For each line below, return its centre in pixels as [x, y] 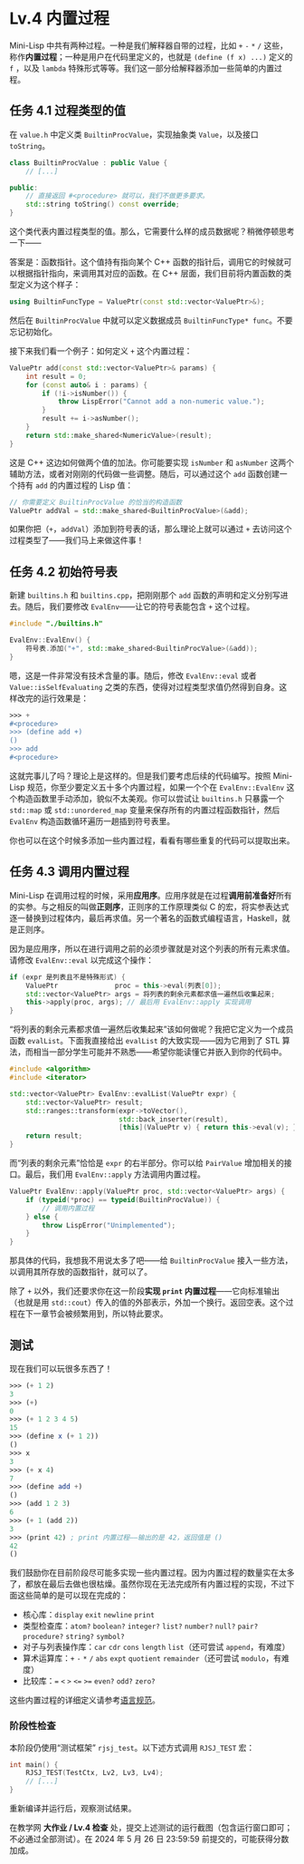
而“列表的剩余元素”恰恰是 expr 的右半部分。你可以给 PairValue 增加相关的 [147, 1163]
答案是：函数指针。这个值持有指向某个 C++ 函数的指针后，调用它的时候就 [147, 262]
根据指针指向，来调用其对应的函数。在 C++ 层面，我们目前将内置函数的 [150, 273]
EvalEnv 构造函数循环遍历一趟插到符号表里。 [92, 820]
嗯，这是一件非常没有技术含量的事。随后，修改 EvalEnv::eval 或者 [133, 675]
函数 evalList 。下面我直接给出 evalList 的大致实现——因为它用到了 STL [145, 1041]
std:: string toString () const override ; [103, 205]
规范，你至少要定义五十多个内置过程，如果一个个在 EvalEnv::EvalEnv [156, 787]
